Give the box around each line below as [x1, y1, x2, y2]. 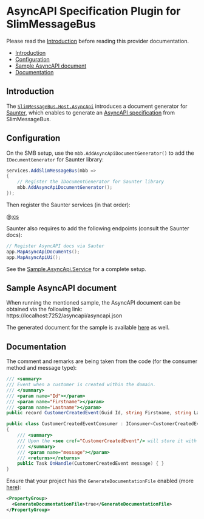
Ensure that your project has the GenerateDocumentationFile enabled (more [6, 477, 194, 485]
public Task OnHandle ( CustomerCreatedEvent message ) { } [17, 461, 165, 467]
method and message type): [6, 364, 77, 372]
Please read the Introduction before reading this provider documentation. [6, 37, 189, 44]
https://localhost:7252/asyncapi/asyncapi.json [6, 312, 123, 319]
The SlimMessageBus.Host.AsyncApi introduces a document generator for [6, 102, 188, 110]
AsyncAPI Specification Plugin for [6, 4, 181, 18]
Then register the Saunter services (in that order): [6, 201, 131, 208]
